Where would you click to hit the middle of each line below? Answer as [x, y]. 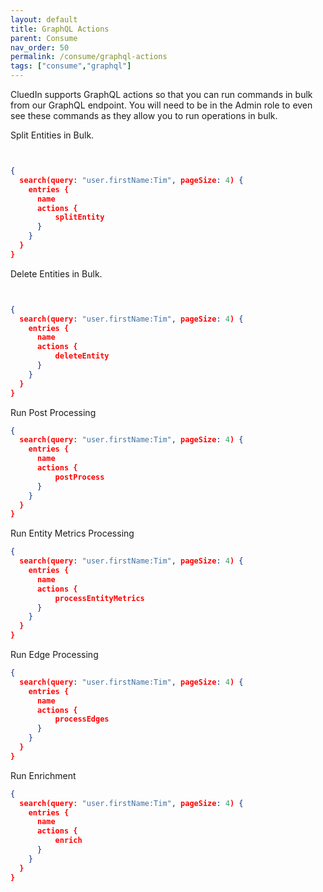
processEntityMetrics [99, 598]
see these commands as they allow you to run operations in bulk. [144, 115]
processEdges [82, 719]
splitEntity [79, 217]
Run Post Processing [53, 412]
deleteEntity [82, 356]
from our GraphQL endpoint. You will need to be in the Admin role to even [161, 105]
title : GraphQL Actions [60, 29]
